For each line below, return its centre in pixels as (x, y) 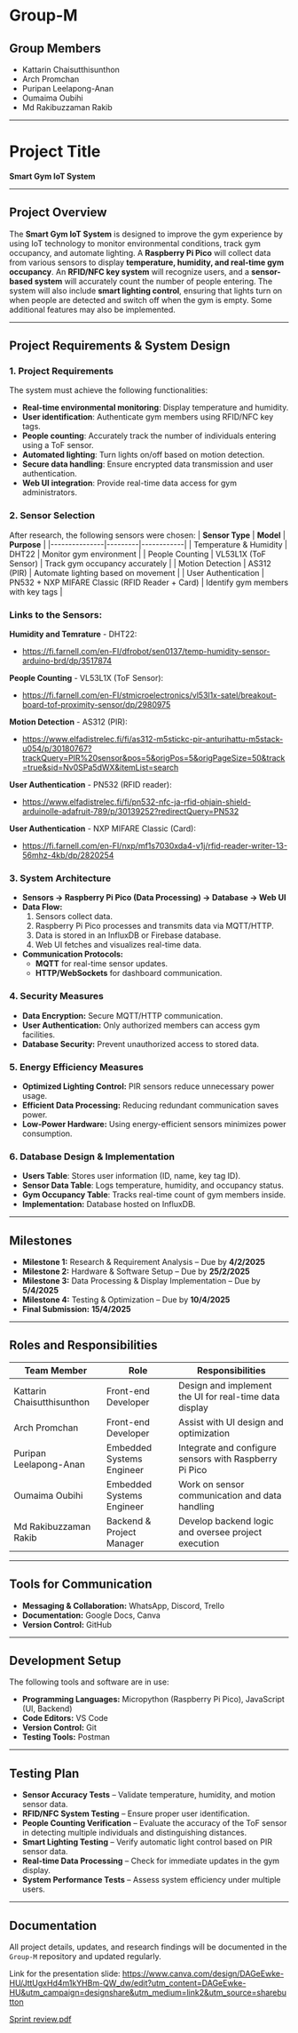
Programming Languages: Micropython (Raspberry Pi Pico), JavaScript (153, 1700)
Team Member (55, 1370)
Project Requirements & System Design (120, 346)
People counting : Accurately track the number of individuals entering (149, 436)
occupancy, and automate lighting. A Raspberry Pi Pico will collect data (140, 252)
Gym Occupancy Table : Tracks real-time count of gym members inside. (154, 1195)
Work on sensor (212, 1484)
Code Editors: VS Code (65, 1718)
